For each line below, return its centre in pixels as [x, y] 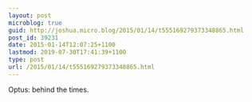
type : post [26, 60]
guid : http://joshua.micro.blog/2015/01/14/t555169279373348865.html [126, 30]
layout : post [30, 15]
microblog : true [35, 23]
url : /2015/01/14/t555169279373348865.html [82, 67]
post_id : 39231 [33, 38]
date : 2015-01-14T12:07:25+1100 [62, 45]
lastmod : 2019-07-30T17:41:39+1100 [67, 52]
